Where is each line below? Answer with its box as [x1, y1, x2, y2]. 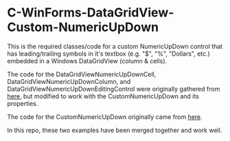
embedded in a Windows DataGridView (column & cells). [7, 56, 167, 65]
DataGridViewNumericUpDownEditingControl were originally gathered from [7, 85, 220, 93]
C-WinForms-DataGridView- [7, 5, 174, 21]
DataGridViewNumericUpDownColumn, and [7, 77, 131, 85]
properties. [7, 99, 38, 107]
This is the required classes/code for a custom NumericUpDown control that [7, 42, 223, 50]
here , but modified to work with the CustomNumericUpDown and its [7, 91, 199, 100]
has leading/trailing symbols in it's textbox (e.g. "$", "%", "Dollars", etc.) [7, 50, 211, 58]
